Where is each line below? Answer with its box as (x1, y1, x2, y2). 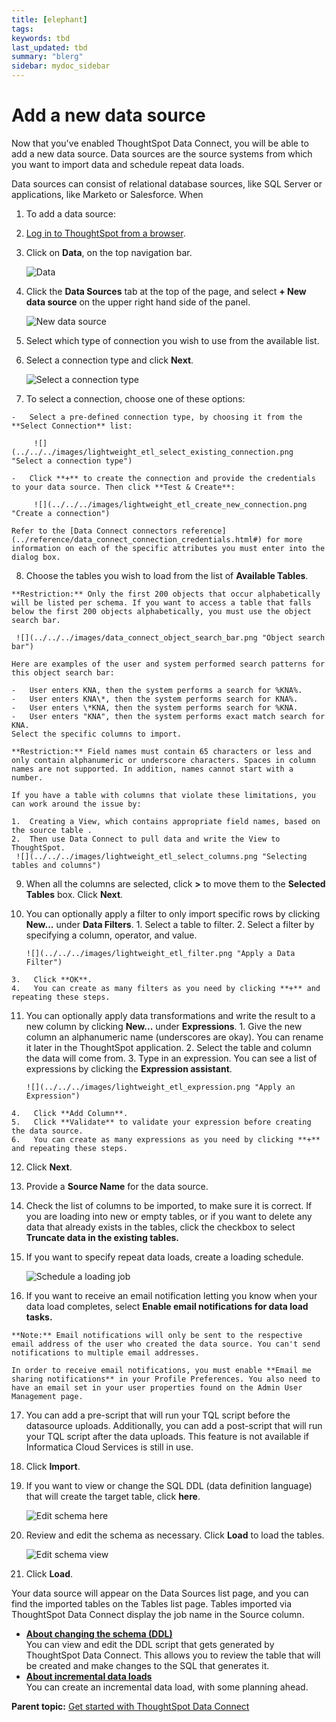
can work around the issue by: (11, 799, 142, 809)
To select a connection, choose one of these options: (25, 392, 246, 405)
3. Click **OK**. (11, 974, 93, 985)
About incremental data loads (25, 1670, 153, 1682)
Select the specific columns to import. (11, 729, 183, 739)
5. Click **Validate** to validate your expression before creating (11, 1117, 312, 1127)
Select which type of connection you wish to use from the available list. (25, 334, 320, 346)
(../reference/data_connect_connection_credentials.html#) (11, 534, 263, 545)
